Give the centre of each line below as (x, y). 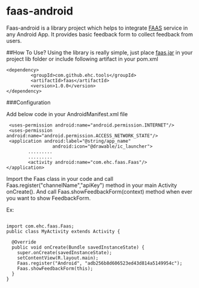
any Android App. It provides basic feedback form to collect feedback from (100, 34)
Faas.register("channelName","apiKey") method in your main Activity (92, 185)
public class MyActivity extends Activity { (63, 231)
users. (14, 41)
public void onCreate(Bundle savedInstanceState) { (78, 247)
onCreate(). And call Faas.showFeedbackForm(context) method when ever (99, 191)
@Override (24, 242)
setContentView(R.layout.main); (58, 258)
